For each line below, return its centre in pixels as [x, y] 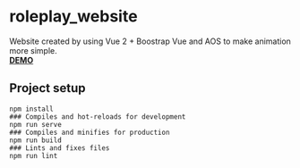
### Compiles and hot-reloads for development [98, 117]
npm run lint [34, 155]
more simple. [33, 50]
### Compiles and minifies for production [90, 132]
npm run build [36, 140]
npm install [31, 109]
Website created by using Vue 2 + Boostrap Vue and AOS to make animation [150, 41]
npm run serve [36, 124]
